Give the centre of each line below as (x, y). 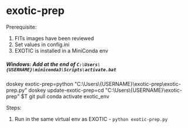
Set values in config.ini (42, 44)
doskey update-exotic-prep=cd (66, 90)
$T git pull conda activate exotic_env (65, 96)
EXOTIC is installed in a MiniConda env (61, 50)
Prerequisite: (21, 27)
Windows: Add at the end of (41, 64)
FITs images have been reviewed (54, 38)
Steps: (14, 108)
